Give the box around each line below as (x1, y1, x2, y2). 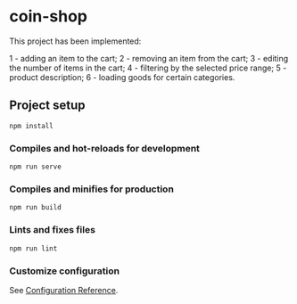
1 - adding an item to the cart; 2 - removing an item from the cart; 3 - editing (9, 53, 289, 63)
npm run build (9, 203, 62, 212)
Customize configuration (9, 265, 120, 277)
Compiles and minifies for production (9, 183, 174, 195)
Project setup (9, 98, 87, 113)
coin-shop (9, 6, 87, 27)
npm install (9, 121, 54, 130)
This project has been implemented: (9, 36, 142, 46)
